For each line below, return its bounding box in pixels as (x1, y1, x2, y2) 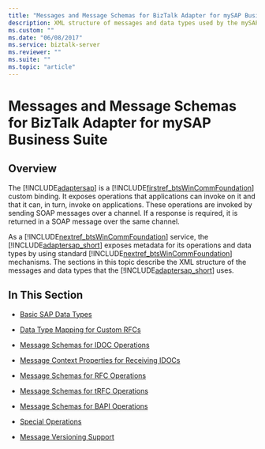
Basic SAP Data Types (19, 309, 92, 319)
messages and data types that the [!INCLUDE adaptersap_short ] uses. (8, 266, 234, 275)
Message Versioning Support (19, 432, 114, 441)
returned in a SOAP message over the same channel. (8, 217, 180, 226)
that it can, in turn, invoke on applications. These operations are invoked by (8, 199, 252, 209)
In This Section (8, 289, 84, 302)
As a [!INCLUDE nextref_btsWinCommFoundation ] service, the (8, 232, 209, 241)
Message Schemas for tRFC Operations (19, 386, 148, 395)
